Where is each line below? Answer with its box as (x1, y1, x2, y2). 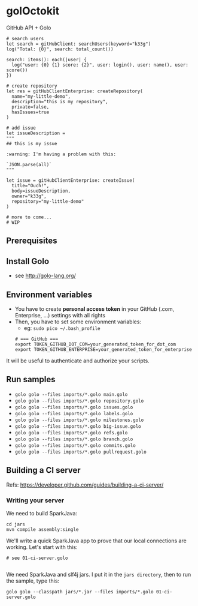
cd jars (6, 521, 26, 527)
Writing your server (6, 496, 65, 505)
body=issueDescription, (11, 188, 71, 194)
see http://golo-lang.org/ (14, 272, 76, 280)
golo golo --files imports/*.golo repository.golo (14, 398, 144, 404)
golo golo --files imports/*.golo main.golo (14, 391, 128, 397)
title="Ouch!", (11, 182, 50, 188)
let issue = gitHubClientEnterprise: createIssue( (6, 177, 135, 184)
